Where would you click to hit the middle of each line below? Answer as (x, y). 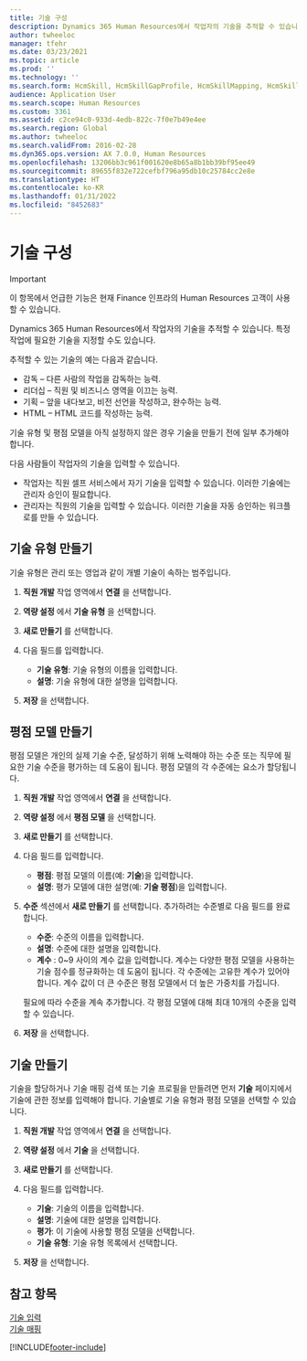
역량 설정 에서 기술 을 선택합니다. (81, 1150)
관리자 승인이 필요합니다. (67, 494)
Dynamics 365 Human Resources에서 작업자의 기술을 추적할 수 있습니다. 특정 (150, 328)
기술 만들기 (39, 1064)
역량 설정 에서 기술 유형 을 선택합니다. (90, 611)
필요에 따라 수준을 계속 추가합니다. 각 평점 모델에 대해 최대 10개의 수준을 (151, 1003)
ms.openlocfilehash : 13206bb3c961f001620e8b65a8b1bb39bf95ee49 (132, 162)
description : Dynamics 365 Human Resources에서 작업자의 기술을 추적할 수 (143, 27)
